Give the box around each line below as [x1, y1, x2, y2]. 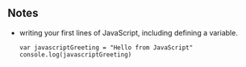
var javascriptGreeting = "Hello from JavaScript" [19, 44, 194, 52]
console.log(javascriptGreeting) [19, 50, 132, 59]
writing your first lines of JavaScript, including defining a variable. [19, 27, 239, 37]
